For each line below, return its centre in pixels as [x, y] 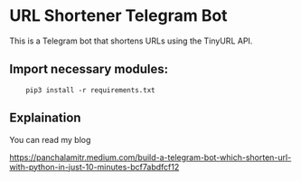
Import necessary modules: [89, 69]
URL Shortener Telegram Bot [118, 16]
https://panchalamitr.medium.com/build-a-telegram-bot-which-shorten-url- [150, 157]
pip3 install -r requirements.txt [90, 90]
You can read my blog [50, 139]
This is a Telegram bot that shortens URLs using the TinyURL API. [131, 41]
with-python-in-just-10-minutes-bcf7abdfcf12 [94, 167]
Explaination [45, 118]
